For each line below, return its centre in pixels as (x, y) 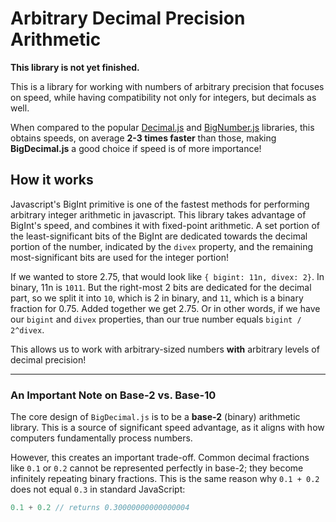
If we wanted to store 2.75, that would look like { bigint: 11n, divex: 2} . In (167, 276)
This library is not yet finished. (75, 67)
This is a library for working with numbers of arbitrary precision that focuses (167, 86)
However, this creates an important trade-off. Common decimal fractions (160, 458)
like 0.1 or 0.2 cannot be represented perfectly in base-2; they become (157, 468)
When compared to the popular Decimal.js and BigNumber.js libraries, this (162, 127)
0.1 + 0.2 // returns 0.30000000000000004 (100, 508)
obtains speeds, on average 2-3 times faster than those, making (143, 138)
